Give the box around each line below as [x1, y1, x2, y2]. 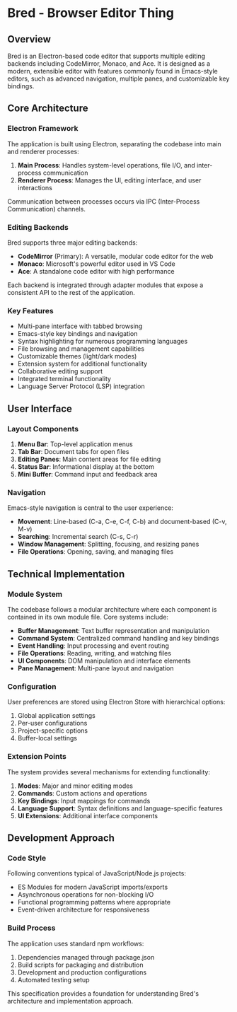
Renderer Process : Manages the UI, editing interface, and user [17, 175, 202, 185]
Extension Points [7, 752, 67, 762]
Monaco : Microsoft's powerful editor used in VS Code [17, 260, 175, 268]
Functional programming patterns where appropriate [17, 898, 171, 907]
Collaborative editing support [17, 367, 103, 376]
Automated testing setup [17, 975, 90, 984]
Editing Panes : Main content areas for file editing [17, 455, 161, 463]
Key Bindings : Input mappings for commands [17, 796, 151, 805]
